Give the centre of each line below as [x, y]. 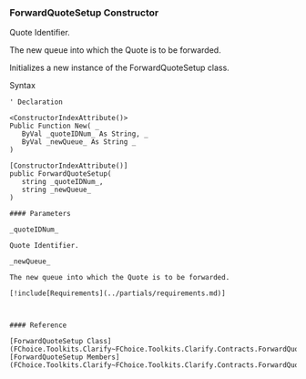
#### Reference [38, 325]
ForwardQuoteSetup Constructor [84, 13]
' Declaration [36, 102]
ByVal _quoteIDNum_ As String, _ [85, 134]
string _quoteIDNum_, [62, 182]
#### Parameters [40, 214]
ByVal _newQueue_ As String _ [79, 142]
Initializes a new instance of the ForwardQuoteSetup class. [119, 68]
